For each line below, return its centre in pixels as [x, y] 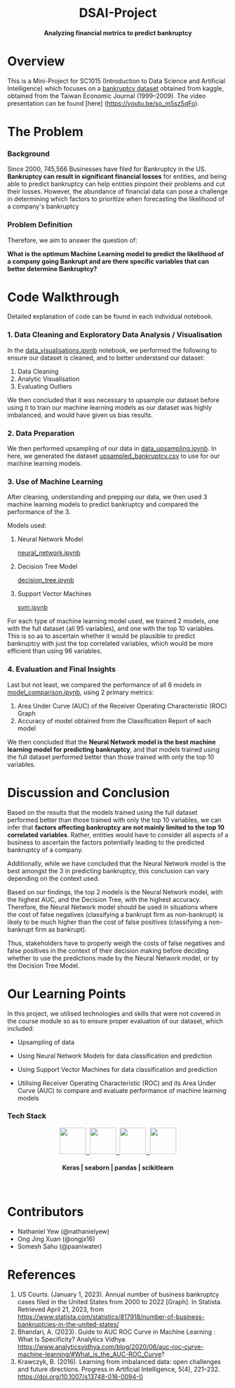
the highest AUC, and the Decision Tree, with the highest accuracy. [104, 899]
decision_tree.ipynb [46, 580]
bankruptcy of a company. [45, 849]
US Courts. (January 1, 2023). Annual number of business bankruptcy [118, 1294]
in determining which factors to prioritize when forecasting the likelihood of [116, 199]
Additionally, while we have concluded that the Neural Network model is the [117, 863]
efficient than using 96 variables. [55, 651]
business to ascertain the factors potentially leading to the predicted [106, 842]
